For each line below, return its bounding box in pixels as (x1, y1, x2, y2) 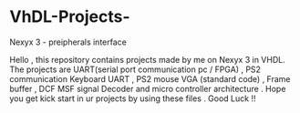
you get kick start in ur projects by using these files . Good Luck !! (9, 93, 256, 104)
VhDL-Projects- (9, 6, 130, 27)
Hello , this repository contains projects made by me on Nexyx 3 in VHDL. (9, 54, 285, 65)
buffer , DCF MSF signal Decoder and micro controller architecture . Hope (9, 83, 286, 94)
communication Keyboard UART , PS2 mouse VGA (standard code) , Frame (9, 73, 291, 84)
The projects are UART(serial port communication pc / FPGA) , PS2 (9, 64, 262, 75)
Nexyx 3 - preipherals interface (9, 36, 128, 47)
